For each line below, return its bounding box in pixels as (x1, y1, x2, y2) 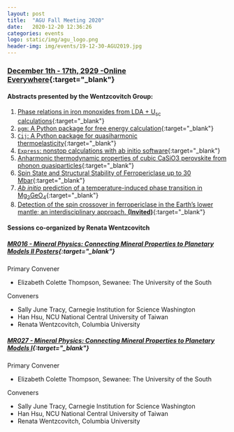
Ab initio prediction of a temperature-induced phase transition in (17, 183, 203, 192)
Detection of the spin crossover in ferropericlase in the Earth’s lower (17, 200, 214, 209)
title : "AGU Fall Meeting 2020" (7, 17, 105, 24)
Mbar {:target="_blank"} (17, 176, 86, 184)
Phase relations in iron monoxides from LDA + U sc (17, 108, 161, 118)
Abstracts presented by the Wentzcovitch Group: (7, 92, 154, 100)
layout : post (7, 10, 45, 18)
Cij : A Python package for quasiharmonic (17, 131, 138, 140)
